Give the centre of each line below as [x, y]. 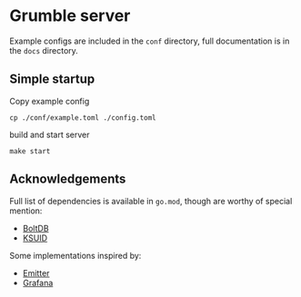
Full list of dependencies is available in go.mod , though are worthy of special [151, 201]
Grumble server [70, 16]
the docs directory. [44, 50]
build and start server [50, 134]
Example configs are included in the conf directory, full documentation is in [150, 41]
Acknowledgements [68, 179]
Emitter [36, 272]
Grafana [38, 282]
